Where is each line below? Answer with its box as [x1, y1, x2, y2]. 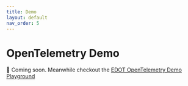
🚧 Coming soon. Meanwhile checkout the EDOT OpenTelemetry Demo [6, 66, 182, 73]
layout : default [6, 15, 48, 21]
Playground [6, 73, 35, 80]
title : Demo [6, 8, 37, 15]
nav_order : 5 [6, 20, 40, 26]
